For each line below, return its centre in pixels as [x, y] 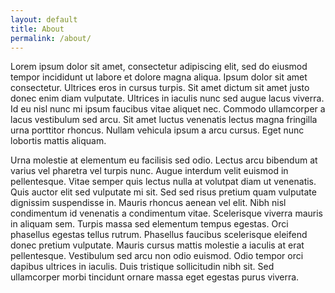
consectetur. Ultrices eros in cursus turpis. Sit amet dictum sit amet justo [160, 88]
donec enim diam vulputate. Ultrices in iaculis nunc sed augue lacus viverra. [167, 98]
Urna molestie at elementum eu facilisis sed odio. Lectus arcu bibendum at [164, 160]
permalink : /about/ [51, 38]
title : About [37, 29]
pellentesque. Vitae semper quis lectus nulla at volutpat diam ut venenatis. [163, 182]
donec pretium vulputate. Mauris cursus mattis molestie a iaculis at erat [157, 245]
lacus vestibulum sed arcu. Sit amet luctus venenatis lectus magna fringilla [164, 120]
